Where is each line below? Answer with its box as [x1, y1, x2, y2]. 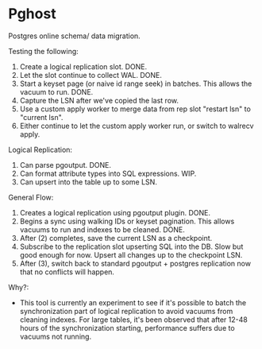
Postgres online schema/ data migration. [8, 31, 141, 41]
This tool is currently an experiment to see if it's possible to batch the [19, 297, 247, 307]
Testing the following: [8, 46, 79, 56]
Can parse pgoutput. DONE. [19, 160, 112, 169]
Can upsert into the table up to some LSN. [19, 176, 157, 187]
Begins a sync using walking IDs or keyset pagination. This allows [19, 216, 235, 226]
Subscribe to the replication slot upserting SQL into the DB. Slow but [19, 242, 244, 251]
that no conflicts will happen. [19, 267, 115, 277]
